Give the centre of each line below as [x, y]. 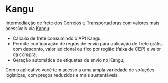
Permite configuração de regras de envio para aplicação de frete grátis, [88, 43]
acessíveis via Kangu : [28, 28]
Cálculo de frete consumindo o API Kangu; [57, 38]
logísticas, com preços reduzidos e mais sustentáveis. [62, 75]
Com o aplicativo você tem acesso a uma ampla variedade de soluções [80, 70]
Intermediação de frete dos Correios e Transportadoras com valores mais [82, 23]
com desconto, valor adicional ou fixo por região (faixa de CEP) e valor [87, 49]
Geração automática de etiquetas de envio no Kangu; [68, 60]
